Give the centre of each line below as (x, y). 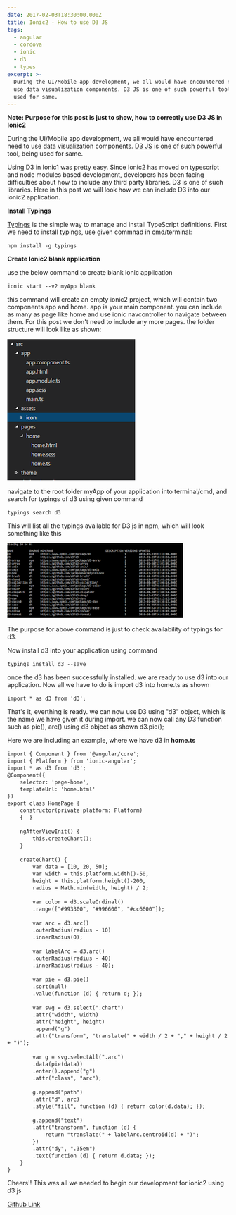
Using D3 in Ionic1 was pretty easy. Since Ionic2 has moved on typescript (113, 167)
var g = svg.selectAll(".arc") (78, 1057)
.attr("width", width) (66, 1015)
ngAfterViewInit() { (50, 832)
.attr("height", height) (69, 1022)
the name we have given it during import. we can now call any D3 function (115, 720)
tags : (15, 30)
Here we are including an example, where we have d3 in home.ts (101, 741)
